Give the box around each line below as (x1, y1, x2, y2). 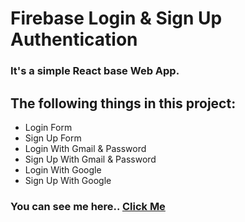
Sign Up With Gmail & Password (24, 153, 157, 165)
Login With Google (24, 163, 102, 176)
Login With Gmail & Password (24, 142, 147, 154)
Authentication (10, 28, 138, 51)
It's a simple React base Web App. (10, 64, 180, 78)
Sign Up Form (24, 132, 82, 144)
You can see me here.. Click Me (10, 199, 166, 213)
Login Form (24, 121, 73, 133)
